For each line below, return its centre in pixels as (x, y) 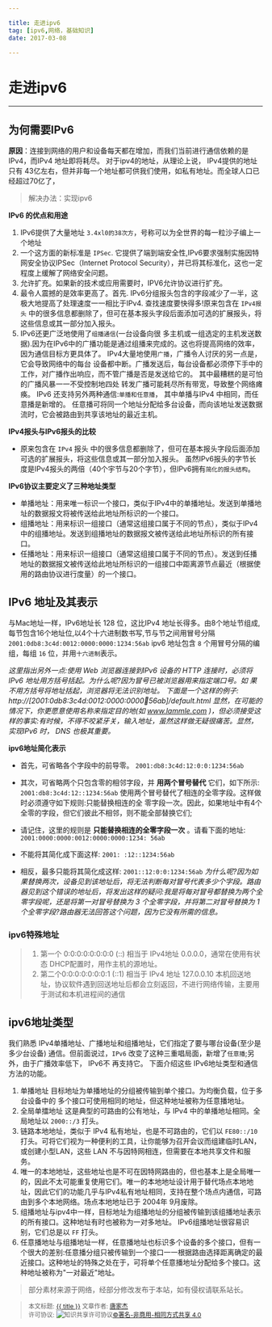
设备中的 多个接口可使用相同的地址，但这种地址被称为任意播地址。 (138, 1101)
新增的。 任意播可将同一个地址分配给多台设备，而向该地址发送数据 (152, 404)
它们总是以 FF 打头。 (68, 1232)
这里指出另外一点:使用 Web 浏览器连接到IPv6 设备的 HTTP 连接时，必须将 (131, 670)
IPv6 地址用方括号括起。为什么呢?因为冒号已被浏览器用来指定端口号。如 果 (133, 680)
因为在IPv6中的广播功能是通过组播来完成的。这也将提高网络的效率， (146, 343)
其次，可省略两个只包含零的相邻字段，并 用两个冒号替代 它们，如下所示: (140, 782)
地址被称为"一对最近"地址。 (73, 1273)
